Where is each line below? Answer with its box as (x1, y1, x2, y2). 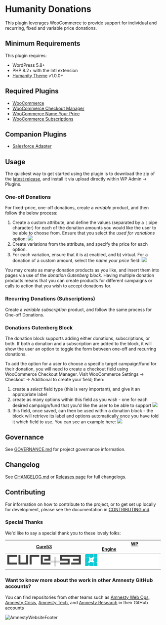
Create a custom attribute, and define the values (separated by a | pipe (12, 220, 158, 225)
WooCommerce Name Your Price (12, 110, 80, 117)
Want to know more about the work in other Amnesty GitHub (5, 577, 153, 584)
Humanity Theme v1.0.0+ (12, 73, 64, 79)
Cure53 (36, 543, 52, 549)
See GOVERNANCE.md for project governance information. (5, 446, 126, 452)
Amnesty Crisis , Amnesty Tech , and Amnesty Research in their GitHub (5, 599, 148, 605)
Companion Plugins (5, 130, 67, 138)
